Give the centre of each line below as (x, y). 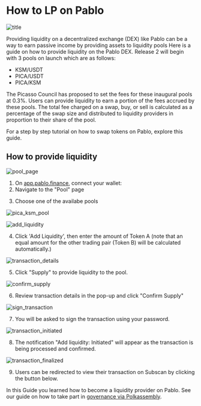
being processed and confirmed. (55, 348)
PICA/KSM (28, 83)
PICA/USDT (29, 76)
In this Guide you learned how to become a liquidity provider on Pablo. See (99, 390)
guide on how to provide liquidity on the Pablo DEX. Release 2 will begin (95, 51)
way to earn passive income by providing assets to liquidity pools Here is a (98, 45)
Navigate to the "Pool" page (49, 189)
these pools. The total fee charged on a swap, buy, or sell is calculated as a (99, 107)
